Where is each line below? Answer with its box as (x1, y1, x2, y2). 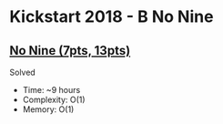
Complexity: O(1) (22, 94, 86, 105)
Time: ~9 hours (22, 85, 81, 95)
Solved (9, 67, 36, 77)
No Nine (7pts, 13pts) (9, 43, 131, 58)
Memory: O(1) (22, 104, 75, 115)
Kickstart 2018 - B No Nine (9, 6, 214, 27)
